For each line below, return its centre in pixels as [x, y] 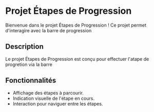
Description [24, 47]
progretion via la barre [29, 64]
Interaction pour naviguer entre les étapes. [58, 104]
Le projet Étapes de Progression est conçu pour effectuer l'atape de [77, 59]
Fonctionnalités [31, 81]
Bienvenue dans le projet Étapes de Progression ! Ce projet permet [76, 25]
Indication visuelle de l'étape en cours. [54, 98]
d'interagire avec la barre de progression [49, 30]
